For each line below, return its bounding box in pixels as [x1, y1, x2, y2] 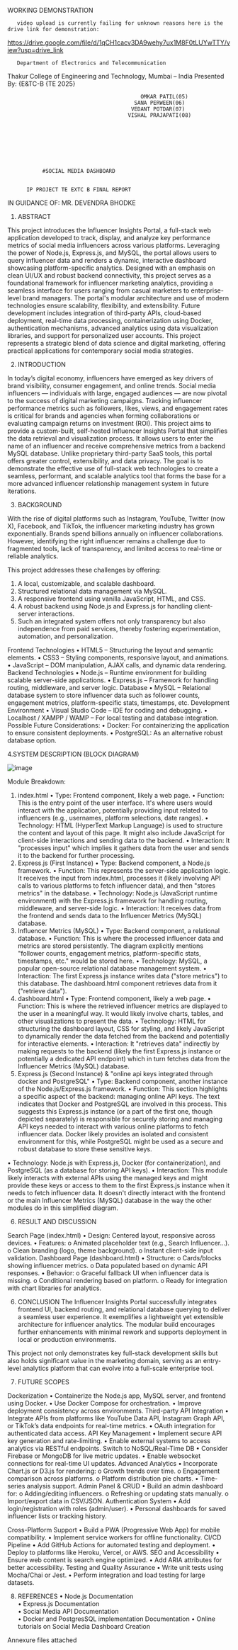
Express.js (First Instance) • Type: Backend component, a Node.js [17, 859, 210, 867]
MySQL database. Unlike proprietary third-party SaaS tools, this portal [7, 449, 212, 458]
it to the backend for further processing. [17, 852, 135, 859]
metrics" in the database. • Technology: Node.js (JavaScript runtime [17, 889, 218, 897]
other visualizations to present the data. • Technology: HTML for [17, 1017, 206, 1025]
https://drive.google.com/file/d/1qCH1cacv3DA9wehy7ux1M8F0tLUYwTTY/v [7, 38, 230, 47]
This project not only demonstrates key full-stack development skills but [7, 1349, 218, 1357]
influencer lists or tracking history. [7, 1512, 108, 1520]
